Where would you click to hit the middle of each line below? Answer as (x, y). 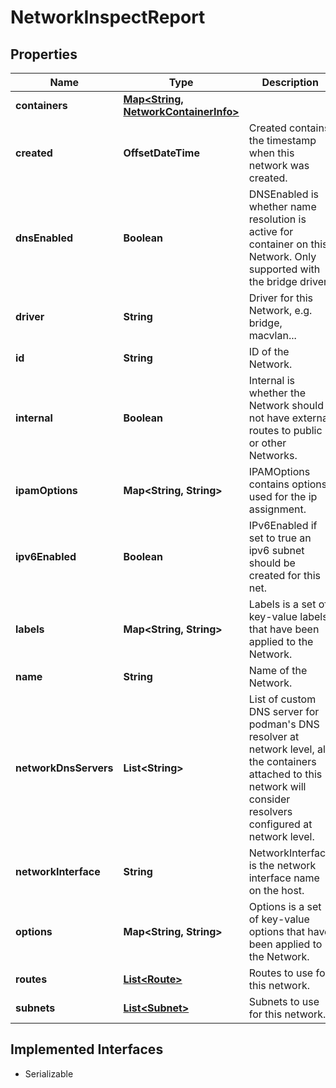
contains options (288, 484)
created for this (284, 575)
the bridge (273, 281)
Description (290, 82)
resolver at (274, 736)
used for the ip (283, 496)
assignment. (277, 509)
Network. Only (282, 256)
